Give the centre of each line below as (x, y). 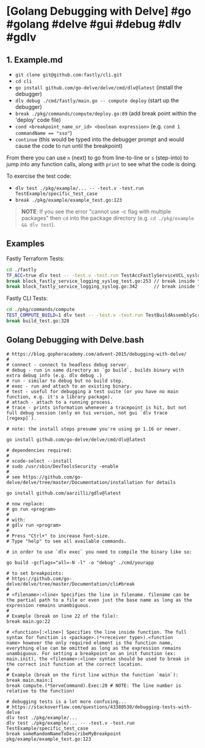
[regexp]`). (21, 418)
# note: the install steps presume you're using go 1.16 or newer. (94, 429)
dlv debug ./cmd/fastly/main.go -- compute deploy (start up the (97, 100)
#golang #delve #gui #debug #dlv (94, 24)
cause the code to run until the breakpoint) (69, 146)
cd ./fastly (21, 269)
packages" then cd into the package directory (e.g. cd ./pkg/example (107, 218)
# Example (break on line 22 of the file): (63, 616)
